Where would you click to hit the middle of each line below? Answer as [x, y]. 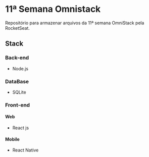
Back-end [17, 58]
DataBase [17, 81]
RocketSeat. [18, 28]
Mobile [12, 139]
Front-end [18, 105]
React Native [25, 150]
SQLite [19, 92]
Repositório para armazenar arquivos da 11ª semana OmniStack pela [75, 23]
